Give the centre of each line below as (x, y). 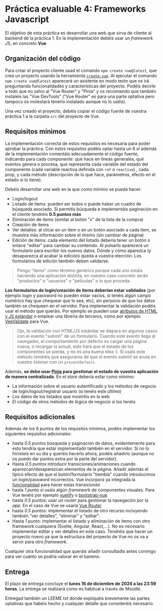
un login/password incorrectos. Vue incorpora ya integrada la (73, 480)
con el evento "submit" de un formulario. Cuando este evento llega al (86, 336)
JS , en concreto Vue (26, 43)
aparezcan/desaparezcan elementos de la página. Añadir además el (80, 469)
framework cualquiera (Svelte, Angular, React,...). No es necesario (78, 527)
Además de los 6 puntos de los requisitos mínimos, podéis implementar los (80, 429)
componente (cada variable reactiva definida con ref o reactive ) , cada (77, 169)
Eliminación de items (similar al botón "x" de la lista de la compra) (78, 219)
